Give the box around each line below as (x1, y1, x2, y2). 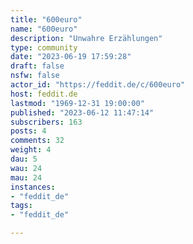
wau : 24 (10, 163, 43, 173)
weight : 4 (10, 145, 52, 155)
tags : (10, 201, 33, 211)
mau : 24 (10, 172, 43, 183)
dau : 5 (10, 154, 38, 164)
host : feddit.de (10, 89, 78, 99)
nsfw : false (10, 71, 60, 81)
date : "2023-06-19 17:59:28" (10, 52, 132, 62)
